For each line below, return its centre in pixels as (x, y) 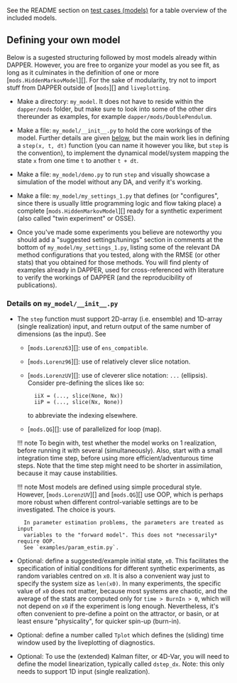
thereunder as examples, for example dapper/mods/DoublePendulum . (115, 116)
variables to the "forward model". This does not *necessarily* (121, 535)
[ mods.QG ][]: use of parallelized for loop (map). (94, 429)
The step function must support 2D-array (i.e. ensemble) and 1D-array (120, 319)
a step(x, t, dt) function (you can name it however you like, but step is (122, 145)
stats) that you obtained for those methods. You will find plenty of (113, 262)
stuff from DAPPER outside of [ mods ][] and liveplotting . (89, 88)
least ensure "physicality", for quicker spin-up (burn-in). (99, 621)
